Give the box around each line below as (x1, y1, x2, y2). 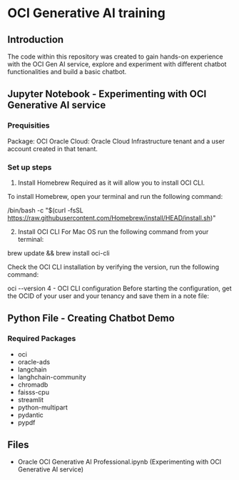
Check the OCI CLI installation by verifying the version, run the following (7, 262, 220, 271)
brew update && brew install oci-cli (7, 248, 110, 257)
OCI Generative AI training (7, 5, 166, 21)
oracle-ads (17, 357, 51, 366)
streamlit (17, 395, 44, 404)
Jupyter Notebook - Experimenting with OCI (7, 88, 207, 101)
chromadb (17, 380, 49, 389)
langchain (17, 365, 47, 374)
